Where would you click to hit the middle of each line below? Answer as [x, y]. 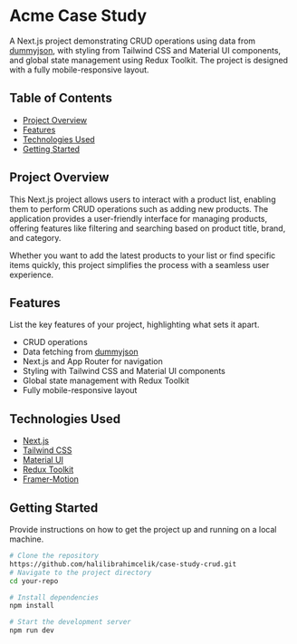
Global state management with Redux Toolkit [106, 380]
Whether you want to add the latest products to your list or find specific [143, 255]
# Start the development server [70, 622]
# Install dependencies [54, 597]
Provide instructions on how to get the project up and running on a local [143, 529]
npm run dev [32, 630]
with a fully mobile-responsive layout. [79, 70]
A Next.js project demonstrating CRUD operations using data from [133, 41]
